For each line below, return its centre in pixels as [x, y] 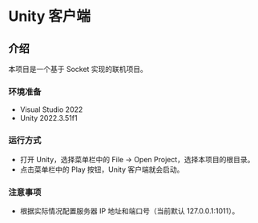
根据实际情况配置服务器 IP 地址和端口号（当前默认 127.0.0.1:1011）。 [129, 211]
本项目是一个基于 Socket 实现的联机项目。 [78, 69]
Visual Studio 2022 [51, 110]
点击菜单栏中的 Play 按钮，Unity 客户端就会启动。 [102, 169]
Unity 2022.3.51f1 [48, 118]
